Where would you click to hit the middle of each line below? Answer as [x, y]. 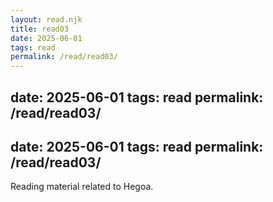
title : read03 [40, 29]
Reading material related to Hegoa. [82, 187]
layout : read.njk [46, 19]
